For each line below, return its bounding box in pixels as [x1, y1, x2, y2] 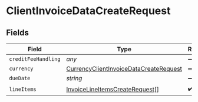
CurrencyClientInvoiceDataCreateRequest [66, 65, 183, 73]
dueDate [9, 75, 31, 81]
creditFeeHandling [9, 56, 61, 62]
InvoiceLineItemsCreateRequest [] [66, 85, 159, 93]
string [66, 74, 82, 82]
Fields [6, 28, 29, 38]
